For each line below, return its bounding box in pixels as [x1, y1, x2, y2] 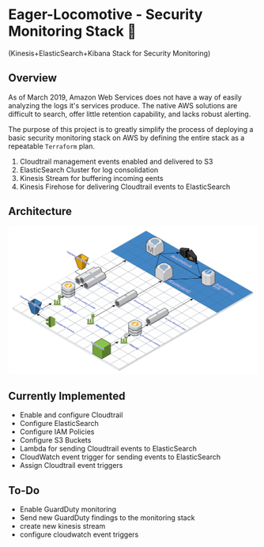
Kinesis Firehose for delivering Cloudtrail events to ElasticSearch [19, 182, 231, 191]
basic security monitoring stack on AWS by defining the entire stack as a [8, 133, 245, 142]
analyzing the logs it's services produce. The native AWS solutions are [8, 100, 238, 110]
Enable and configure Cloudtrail [19, 410, 123, 420]
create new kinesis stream [19, 521, 106, 530]
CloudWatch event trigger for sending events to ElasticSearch [19, 452, 221, 462]
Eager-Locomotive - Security [8, 6, 203, 24]
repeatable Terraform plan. [8, 141, 96, 151]
